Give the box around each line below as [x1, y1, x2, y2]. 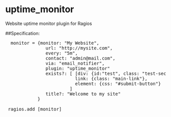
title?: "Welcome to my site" [45, 91, 121, 97]
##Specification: [5, 30, 40, 36]
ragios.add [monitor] [8, 106, 62, 112]
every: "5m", [45, 50, 78, 56]
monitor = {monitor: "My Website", [10, 40, 100, 46]
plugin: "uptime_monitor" [45, 65, 110, 71]
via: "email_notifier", [45, 60, 105, 66]
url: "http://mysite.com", [45, 45, 113, 51]
